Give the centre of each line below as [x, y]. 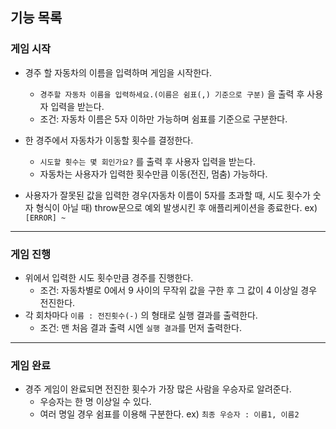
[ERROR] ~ [45, 218]
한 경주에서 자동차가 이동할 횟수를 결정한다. [109, 140]
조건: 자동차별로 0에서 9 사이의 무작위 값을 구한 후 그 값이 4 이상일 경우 [178, 290]
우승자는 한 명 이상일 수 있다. [95, 402]
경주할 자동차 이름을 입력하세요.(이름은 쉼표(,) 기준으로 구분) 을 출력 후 [172, 94]
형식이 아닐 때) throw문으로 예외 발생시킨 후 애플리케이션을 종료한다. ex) [176, 207]
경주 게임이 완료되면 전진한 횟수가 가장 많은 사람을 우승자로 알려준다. [158, 389]
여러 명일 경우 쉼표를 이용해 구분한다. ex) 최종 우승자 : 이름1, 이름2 [169, 414]
